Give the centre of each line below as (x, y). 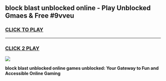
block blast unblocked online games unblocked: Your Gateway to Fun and (82, 68)
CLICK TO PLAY (24, 30)
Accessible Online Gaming (33, 73)
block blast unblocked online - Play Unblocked (78, 8)
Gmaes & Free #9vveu (40, 16)
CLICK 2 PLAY (22, 48)
